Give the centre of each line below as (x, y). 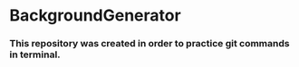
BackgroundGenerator (95, 16)
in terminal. (35, 54)
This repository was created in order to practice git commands (149, 44)
